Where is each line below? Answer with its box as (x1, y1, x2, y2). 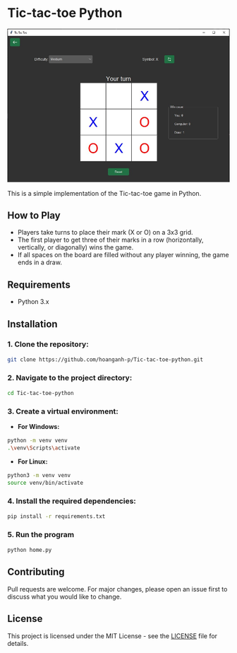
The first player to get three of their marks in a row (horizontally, (17, 235, 204, 245)
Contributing (7, 566, 65, 578)
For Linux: (17, 457, 48, 466)
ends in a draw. (17, 258, 62, 266)
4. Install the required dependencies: (7, 496, 136, 506)
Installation (7, 318, 58, 330)
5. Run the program (7, 529, 75, 539)
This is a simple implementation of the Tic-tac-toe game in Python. (7, 189, 202, 197)
